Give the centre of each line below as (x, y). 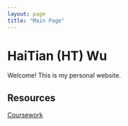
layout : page (27, 14)
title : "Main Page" (36, 21)
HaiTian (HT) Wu (57, 56)
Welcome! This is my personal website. (64, 75)
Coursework (25, 115)
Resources (31, 98)
